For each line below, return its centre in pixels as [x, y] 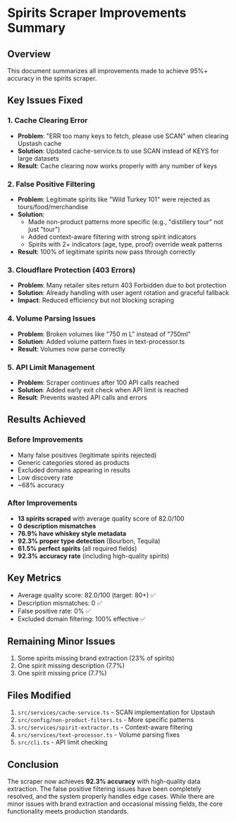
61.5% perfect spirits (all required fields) [77, 548]
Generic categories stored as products [74, 462]
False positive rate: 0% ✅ [54, 611]
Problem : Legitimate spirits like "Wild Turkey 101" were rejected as [114, 199]
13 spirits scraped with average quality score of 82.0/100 [101, 518]
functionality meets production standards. [68, 811]
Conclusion [33, 765]
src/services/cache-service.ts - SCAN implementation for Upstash [116, 712]
